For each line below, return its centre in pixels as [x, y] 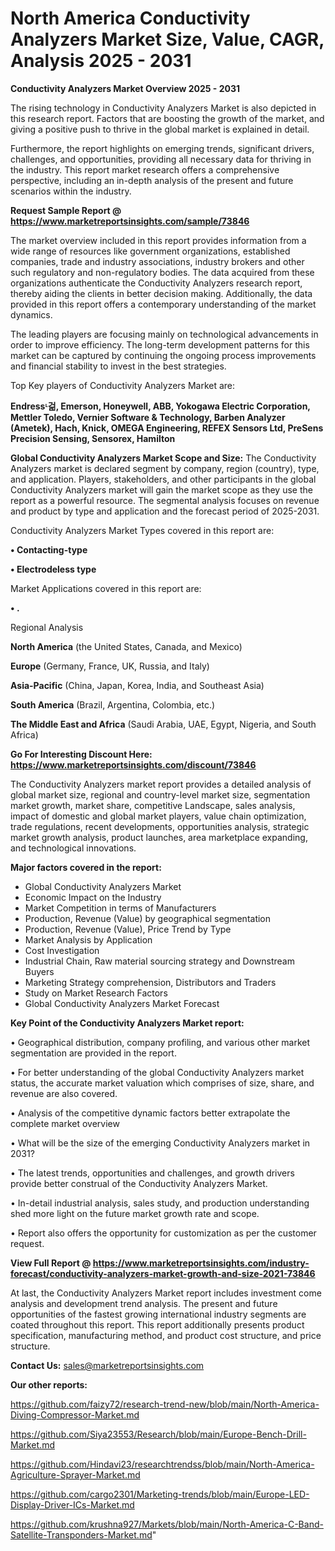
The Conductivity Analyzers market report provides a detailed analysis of [161, 784]
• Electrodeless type [53, 569]
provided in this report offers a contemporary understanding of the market [163, 304]
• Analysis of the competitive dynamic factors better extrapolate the [150, 1113]
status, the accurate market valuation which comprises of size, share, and [162, 1083]
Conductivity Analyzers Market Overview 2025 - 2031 [125, 88]
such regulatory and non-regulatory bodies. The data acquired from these [162, 272]
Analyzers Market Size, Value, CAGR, [167, 39]
